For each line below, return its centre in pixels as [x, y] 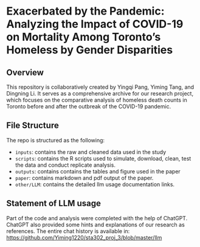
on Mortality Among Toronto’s [84, 37]
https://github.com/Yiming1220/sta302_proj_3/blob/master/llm [84, 237]
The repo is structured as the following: [56, 140]
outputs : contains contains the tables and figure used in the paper [98, 171]
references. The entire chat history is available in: [68, 231]
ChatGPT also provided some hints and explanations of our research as [96, 224]
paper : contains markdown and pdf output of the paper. [84, 178]
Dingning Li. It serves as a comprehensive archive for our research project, [100, 93]
